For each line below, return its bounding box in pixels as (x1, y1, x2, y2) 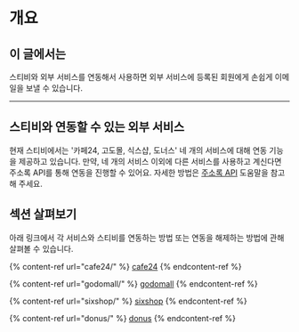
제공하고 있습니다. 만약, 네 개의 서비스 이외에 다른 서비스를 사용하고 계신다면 (18, 156, 282, 166)
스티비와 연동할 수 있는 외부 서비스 (9, 119, 185, 134)
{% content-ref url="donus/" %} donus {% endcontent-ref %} (9, 312, 236, 323)
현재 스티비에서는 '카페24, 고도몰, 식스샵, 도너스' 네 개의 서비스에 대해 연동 (9, 144, 268, 156)
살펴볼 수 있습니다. (9, 243, 74, 254)
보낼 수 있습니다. (25, 83, 83, 93)
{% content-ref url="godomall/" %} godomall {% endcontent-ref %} (9, 278, 258, 289)
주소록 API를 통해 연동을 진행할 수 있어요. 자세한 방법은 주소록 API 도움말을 (9, 166, 269, 178)
